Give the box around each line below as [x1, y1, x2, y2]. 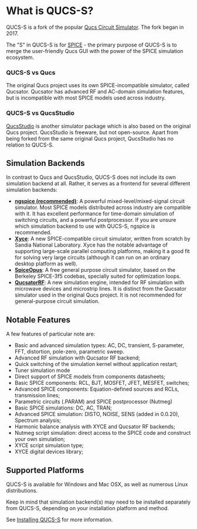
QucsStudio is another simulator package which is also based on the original [6, 122, 191, 129]
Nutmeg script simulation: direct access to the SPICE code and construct [14, 430, 191, 437]
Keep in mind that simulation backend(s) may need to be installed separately [6, 498, 191, 505]
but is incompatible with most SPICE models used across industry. [6, 94, 166, 101]
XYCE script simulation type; [14, 442, 84, 449]
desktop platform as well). [14, 260, 78, 267]
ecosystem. [6, 54, 35, 61]
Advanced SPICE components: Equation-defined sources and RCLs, [14, 385, 179, 392]
